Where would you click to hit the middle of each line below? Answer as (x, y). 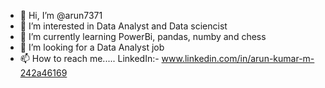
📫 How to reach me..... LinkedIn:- (89, 58)
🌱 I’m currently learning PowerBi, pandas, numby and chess (143, 36)
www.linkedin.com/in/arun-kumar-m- (238, 58)
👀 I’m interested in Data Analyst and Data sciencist (123, 26)
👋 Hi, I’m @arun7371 (61, 15)
